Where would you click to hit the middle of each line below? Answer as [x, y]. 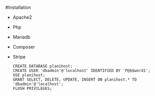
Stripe [19, 57]
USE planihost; [29, 75]
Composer [24, 47]
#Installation [18, 7]
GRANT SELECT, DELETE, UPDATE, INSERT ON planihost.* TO [75, 80]
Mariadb [21, 37]
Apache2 [22, 17]
